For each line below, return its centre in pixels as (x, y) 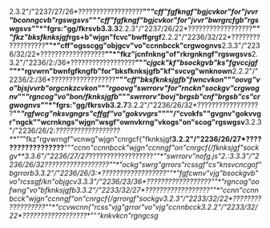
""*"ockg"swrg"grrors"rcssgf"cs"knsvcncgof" (185, 164)
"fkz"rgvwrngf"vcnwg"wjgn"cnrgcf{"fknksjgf (97, 139)
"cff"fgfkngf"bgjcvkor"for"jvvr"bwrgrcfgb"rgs (178, 20)
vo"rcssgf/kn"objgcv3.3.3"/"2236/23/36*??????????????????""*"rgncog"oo (134, 182)
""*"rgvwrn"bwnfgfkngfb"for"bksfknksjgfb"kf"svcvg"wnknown (121, 71)
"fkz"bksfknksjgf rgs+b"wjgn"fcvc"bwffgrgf (86, 37)
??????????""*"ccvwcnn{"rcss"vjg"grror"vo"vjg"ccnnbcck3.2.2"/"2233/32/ (134, 207)
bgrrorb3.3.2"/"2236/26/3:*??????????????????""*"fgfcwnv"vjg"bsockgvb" (134, 173)
